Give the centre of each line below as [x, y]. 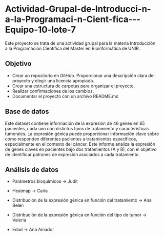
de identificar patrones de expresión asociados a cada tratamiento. [72, 154]
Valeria [19, 220]
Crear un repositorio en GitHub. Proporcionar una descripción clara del [83, 75]
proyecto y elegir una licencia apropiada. [53, 80]
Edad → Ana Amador [33, 230]
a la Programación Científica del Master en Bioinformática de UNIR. [72, 48]
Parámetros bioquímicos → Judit [45, 181]
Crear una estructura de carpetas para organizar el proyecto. [73, 86]
